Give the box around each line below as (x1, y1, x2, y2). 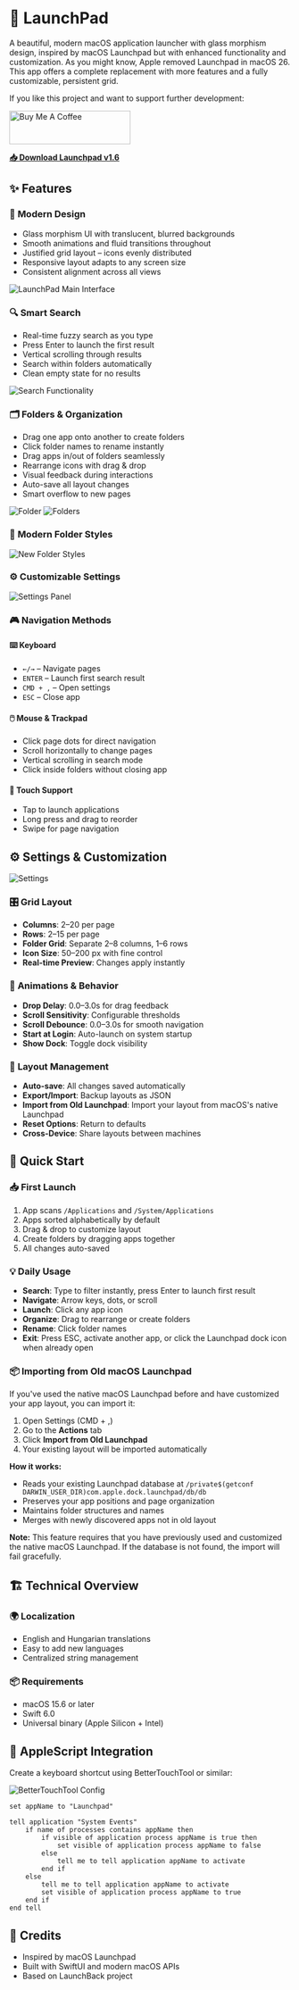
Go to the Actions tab (21, 1425, 103, 1436)
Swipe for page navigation (21, 823, 120, 834)
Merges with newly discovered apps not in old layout (21, 1515, 217, 1526)
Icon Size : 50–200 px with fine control (21, 948, 163, 959)
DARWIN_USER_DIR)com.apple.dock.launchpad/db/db (21, 1488, 207, 1497)
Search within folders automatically (21, 358, 153, 369)
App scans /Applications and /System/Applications (21, 1204, 214, 1215)
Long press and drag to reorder (21, 814, 138, 825)
